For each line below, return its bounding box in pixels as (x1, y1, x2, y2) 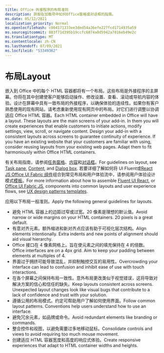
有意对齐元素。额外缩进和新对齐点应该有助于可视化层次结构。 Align (12, 226, 147, 231)
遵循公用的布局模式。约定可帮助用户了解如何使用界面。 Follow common (12, 298, 155, 304)
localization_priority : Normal (5, 21, 69, 26)
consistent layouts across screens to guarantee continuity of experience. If (5, 133, 156, 140)
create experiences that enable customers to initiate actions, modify (5, 123, 142, 129)
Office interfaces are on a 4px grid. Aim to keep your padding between (12, 248, 155, 253)
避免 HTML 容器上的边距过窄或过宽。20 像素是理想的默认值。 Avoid (12, 209, 147, 215)
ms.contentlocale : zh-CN (5, 39, 56, 44)
